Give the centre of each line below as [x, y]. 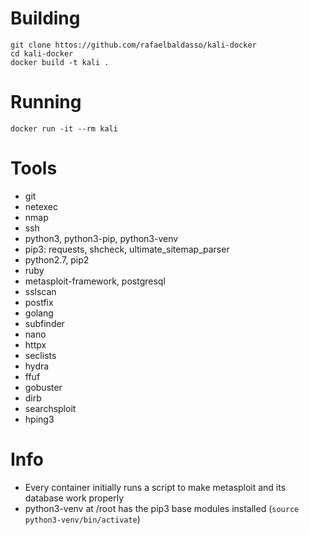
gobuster [43, 387]
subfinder [44, 323]
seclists [40, 355]
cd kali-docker [42, 53]
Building [45, 18]
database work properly [74, 498]
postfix [39, 302]
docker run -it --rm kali [64, 128]
